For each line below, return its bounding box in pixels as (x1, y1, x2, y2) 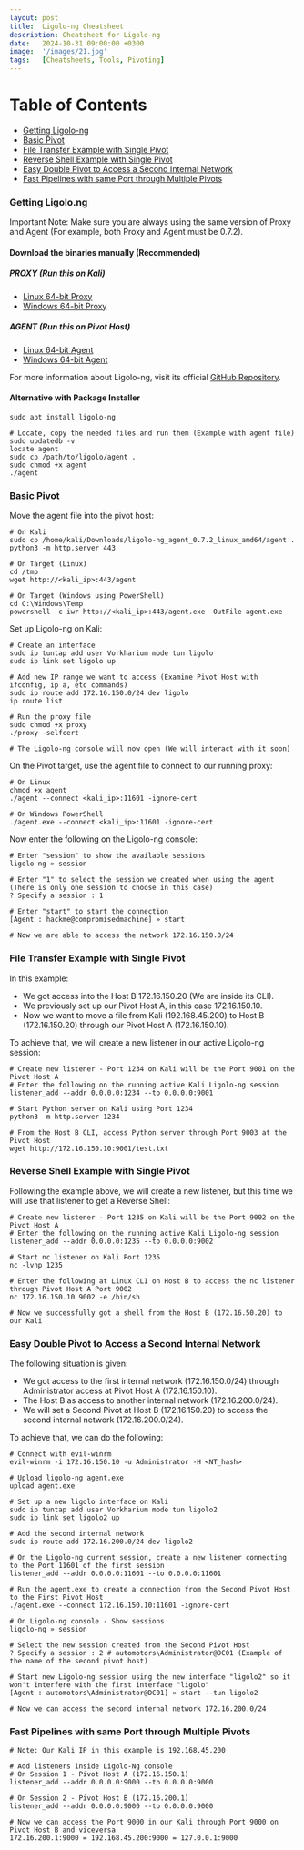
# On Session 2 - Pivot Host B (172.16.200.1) (9, 1794, 189, 1803)
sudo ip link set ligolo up (9, 657, 117, 666)
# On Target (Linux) (9, 560, 88, 569)
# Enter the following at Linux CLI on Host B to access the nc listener (9, 1276, 296, 1286)
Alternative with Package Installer (9, 392, 141, 403)
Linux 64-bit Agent (22, 344, 94, 355)
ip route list (9, 697, 64, 706)
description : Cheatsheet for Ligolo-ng (9, 30, 161, 39)
